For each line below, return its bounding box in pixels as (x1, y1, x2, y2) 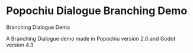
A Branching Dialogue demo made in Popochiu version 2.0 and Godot (6, 35, 176, 42)
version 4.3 (6, 41, 34, 48)
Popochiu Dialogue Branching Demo (6, 4, 188, 18)
